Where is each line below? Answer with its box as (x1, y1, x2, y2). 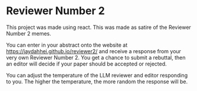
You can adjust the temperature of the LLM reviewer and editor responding (6, 71, 188, 79)
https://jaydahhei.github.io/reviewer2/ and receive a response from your (6, 47, 182, 54)
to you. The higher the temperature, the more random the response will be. (6, 78, 188, 85)
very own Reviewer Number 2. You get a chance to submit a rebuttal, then (6, 54, 186, 61)
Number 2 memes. (6, 30, 51, 37)
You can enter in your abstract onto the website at (6, 41, 128, 48)
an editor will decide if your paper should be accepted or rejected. (6, 60, 167, 67)
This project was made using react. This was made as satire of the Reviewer (6, 24, 192, 31)
